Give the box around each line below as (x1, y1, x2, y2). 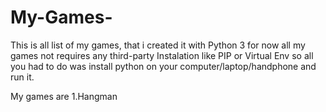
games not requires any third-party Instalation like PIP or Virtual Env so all (10, 49, 314, 61)
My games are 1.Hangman (10, 90, 118, 102)
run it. (10, 71, 35, 83)
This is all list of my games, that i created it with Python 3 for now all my (10, 39, 306, 51)
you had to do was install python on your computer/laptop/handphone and (10, 60, 317, 72)
